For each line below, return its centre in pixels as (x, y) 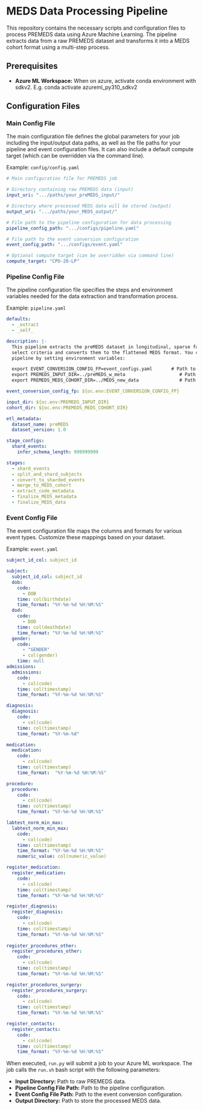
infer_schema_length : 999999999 (58, 452)
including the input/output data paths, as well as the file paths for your (94, 143)
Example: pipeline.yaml (36, 308)
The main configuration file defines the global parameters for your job (93, 137)
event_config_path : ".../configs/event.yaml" (64, 245)
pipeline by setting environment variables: (69, 358)
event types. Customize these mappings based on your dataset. (86, 537)
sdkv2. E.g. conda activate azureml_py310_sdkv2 (76, 87)
